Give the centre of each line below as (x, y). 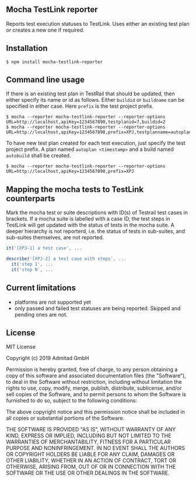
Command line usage (45, 80)
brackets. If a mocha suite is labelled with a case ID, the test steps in (88, 219)
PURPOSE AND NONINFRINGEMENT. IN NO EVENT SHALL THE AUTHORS (96, 448)
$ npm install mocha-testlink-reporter (55, 62)
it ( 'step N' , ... (32, 269)
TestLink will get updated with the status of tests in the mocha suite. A (90, 225)
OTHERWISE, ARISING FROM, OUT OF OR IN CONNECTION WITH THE (91, 467)
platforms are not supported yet (53, 302)
